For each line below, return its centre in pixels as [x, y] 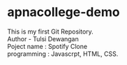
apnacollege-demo [63, 12]
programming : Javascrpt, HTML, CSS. [63, 54]
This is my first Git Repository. [51, 31]
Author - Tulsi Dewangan [43, 38]
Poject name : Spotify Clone [47, 46]
